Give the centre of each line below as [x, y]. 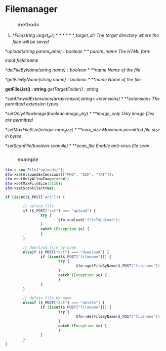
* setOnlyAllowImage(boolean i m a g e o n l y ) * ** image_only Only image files [80, 114]
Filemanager [31, 9]
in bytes [13, 136]
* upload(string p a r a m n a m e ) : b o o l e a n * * [47, 52]
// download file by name [50, 248]
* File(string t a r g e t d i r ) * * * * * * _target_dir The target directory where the [85, 36]
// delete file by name [47, 298]
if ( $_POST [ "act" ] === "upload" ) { [60, 211]
